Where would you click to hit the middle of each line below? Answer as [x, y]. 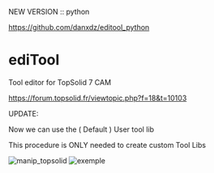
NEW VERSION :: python [49, 12]
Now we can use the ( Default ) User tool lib [81, 129]
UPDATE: [24, 113]
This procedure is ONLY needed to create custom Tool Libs [107, 145]
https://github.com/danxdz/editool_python [79, 27]
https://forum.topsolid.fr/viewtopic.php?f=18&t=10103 [98, 98]
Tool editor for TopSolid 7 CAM [60, 82]
